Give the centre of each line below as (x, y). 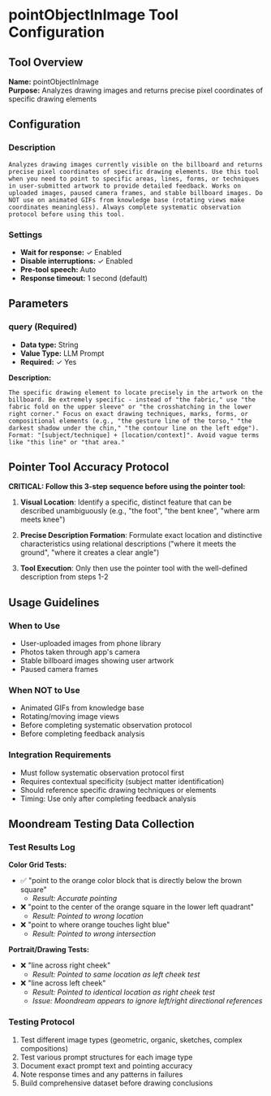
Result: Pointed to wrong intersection (94, 934)
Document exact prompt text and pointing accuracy (106, 1065)
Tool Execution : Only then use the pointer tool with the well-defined (133, 568)
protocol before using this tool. (67, 214)
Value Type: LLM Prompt (62, 353)
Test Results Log (42, 847)
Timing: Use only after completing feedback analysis (108, 799)
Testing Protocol (42, 1022)
